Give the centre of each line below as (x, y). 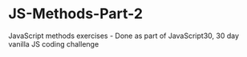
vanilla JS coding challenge (54, 44)
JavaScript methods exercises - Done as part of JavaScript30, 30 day (123, 36)
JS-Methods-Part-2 (75, 14)
